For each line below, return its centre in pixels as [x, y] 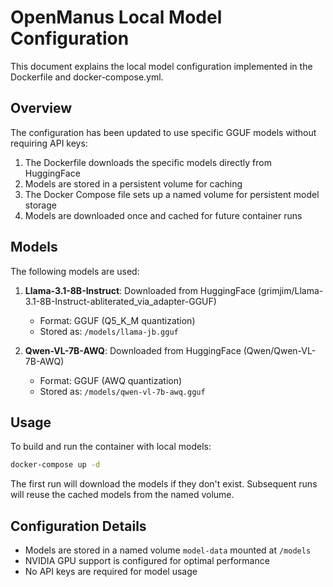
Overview [41, 108]
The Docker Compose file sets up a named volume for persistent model [172, 194]
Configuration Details [78, 526]
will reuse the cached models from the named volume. [122, 495]
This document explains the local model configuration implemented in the [161, 66]
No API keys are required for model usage [111, 572]
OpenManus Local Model [116, 17]
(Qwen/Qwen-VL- [280, 350]
